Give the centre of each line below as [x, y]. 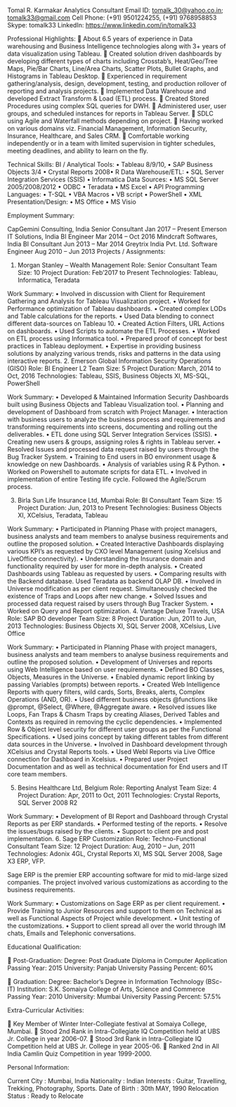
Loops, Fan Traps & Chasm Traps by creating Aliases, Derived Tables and [113, 714]
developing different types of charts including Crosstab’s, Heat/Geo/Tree [113, 61]
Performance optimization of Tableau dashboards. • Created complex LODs [117, 308]
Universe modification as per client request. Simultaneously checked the [112, 589]
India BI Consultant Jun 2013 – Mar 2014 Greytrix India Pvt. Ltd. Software [112, 244]
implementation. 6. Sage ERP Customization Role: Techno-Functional [107, 839]
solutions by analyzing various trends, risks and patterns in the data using [114, 353]
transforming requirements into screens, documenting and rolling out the [112, 427]
